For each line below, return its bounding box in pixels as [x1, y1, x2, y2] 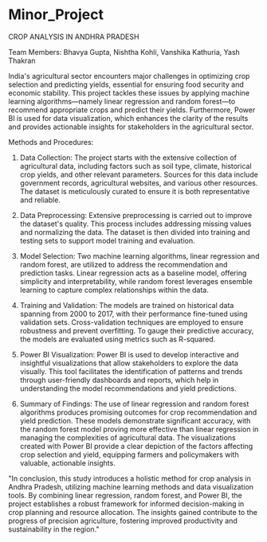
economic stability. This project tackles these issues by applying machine [8, 88, 250, 97]
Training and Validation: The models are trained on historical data [19, 300, 234, 310]
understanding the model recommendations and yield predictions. [19, 384, 237, 393]
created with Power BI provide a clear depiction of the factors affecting [19, 441, 253, 450]
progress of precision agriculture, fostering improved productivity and [8, 516, 238, 525]
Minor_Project [8, 6, 104, 24]
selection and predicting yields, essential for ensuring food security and [8, 80, 245, 89]
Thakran [8, 56, 36, 65]
